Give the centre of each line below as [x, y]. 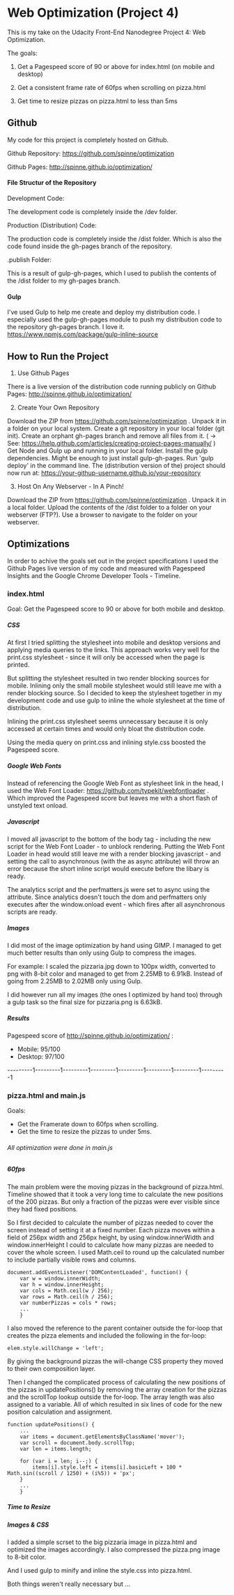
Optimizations [38, 544]
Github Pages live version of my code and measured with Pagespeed [106, 568]
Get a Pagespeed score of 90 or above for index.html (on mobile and [116, 66]
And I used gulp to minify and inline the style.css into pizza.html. [100, 1571]
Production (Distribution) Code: [52, 225]
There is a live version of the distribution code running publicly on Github [112, 386]
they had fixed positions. [42, 1209]
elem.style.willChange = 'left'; [56, 1348]
